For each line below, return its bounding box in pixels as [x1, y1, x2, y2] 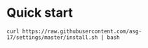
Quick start [6, 5, 73, 21]
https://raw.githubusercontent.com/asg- [22, 28, 142, 35]
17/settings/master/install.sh [6, 33, 98, 41]
